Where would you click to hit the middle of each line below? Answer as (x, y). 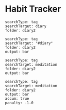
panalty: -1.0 (19, 103)
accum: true (17, 98)
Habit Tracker (33, 9)
